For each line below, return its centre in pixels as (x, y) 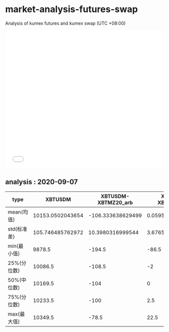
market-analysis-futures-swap (72, 9)
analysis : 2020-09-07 (41, 182)
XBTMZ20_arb (115, 203)
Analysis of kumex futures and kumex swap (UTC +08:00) (65, 23)
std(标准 (18, 229)
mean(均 (18, 212)
